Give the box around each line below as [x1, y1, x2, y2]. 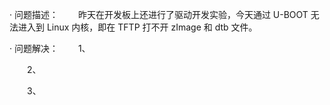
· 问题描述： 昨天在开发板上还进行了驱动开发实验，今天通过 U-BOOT [9, 9, 309, 20]
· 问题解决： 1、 [9, 43, 91, 54]
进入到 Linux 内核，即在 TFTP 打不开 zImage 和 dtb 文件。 [17, 21, 258, 33]
